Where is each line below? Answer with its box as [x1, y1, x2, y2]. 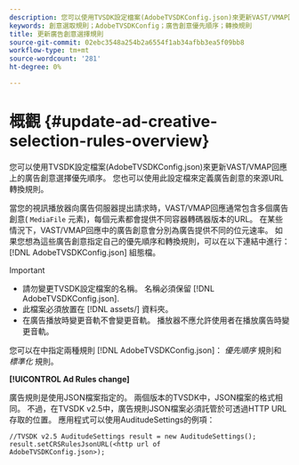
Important [9, 264, 45, 276]
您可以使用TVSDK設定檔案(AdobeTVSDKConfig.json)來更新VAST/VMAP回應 [9, 161, 287, 172]
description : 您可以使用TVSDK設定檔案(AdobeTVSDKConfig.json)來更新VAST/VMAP [9, 12, 288, 22]
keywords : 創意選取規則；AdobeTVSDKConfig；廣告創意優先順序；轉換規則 [9, 21, 252, 30]
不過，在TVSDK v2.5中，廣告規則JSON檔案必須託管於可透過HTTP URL [26, 403, 287, 413]
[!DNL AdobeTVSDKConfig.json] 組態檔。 [9, 246, 161, 258]
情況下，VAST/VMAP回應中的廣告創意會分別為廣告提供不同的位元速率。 [9, 224, 273, 236]
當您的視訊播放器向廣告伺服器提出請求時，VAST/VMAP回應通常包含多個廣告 [9, 202, 289, 213]
